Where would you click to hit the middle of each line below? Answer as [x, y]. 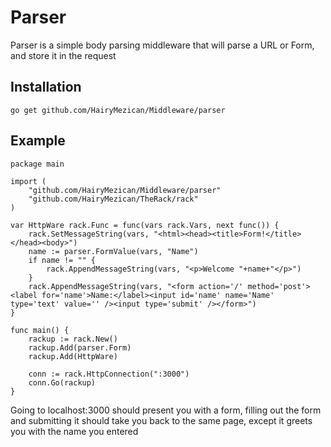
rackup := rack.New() [73, 339]
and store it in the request [63, 55]
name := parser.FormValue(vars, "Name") [113, 251]
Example [38, 141]
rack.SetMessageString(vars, [89, 234]
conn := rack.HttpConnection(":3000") [109, 374]
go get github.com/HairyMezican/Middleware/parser [118, 110]
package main [37, 164]
